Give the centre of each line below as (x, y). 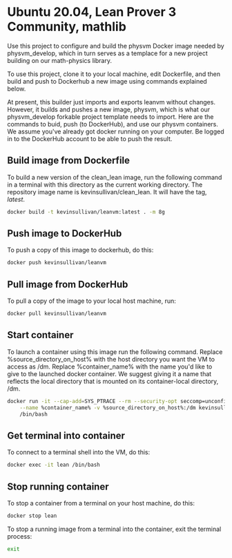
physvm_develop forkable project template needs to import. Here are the (110, 117)
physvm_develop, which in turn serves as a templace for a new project (108, 53)
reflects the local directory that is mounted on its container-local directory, (113, 381)
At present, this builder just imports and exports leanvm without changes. (112, 102)
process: (20, 536)
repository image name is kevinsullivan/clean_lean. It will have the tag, (107, 192)
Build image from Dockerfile (68, 161)
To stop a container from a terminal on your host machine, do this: (101, 503)
